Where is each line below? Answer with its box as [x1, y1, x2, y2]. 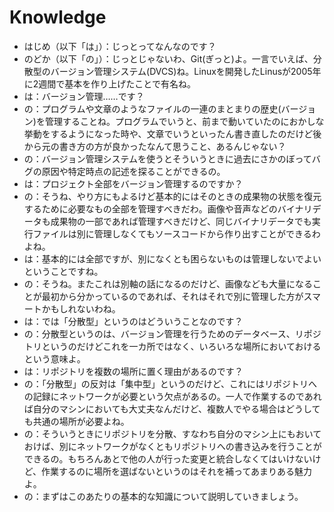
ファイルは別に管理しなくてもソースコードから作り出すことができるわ [32, 227, 321, 240]
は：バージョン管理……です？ [23, 90, 145, 102]
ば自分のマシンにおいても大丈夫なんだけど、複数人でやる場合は [23, 402, 286, 415]
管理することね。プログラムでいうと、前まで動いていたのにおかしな [44, 115, 325, 127]
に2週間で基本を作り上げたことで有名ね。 [23, 77, 196, 90]
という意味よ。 [23, 352, 86, 365]
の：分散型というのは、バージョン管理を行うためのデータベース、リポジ [23, 327, 322, 340]
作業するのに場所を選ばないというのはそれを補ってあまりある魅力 [41, 465, 312, 477]
